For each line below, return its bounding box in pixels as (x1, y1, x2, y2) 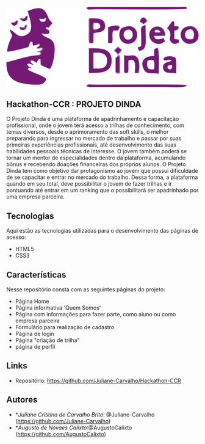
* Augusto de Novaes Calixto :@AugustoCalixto (15, 424, 132, 431)
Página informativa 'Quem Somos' (15, 304, 101, 311)
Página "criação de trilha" (15, 337, 81, 344)
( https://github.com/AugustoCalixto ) (15, 430, 107, 437)
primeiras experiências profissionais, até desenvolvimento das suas (6, 141, 177, 148)
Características (6, 269, 67, 280)
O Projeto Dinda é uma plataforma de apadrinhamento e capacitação (6, 115, 179, 123)
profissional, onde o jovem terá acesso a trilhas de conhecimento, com (6, 122, 184, 129)
